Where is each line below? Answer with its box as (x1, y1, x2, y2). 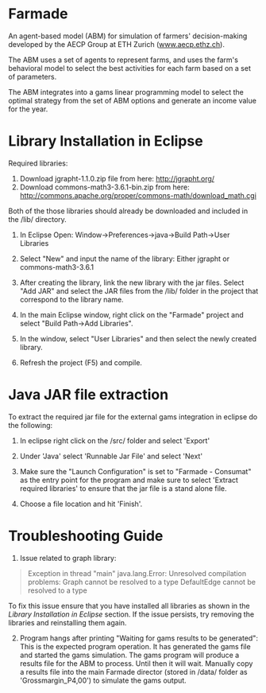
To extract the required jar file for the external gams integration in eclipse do (8, 411, 258, 422)
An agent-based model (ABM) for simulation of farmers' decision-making (8, 31, 248, 41)
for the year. (8, 104, 48, 114)
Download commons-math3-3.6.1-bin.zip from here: (19, 182, 190, 192)
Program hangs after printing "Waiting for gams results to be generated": (19, 633, 258, 643)
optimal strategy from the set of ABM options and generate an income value (8, 95, 256, 105)
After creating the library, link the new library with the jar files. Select (19, 278, 245, 287)
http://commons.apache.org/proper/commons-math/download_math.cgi (19, 190, 256, 200)
